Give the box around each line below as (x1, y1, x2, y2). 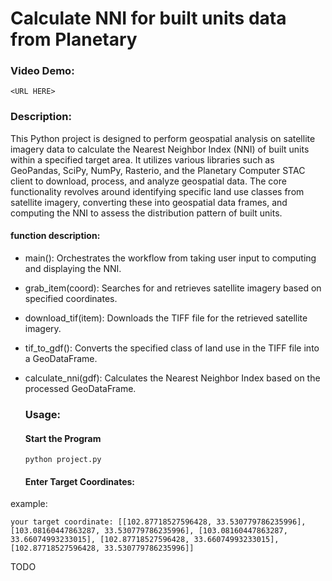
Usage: (24, 407, 61, 421)
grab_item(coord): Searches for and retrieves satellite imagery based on (24, 282, 322, 294)
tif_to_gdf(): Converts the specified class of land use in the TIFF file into (24, 342, 320, 354)
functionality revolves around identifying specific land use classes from (10, 185, 305, 197)
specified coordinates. (24, 292, 118, 304)
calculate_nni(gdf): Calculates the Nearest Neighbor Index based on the (24, 372, 321, 384)
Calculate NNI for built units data (10, 7, 287, 30)
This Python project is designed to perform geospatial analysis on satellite (10, 132, 316, 144)
